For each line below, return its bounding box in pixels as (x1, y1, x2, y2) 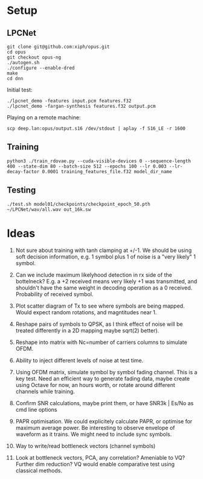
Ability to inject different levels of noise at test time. (15, 357, 144, 364)
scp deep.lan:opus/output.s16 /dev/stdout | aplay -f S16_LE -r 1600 (7, 125, 186, 131)
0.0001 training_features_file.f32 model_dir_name (42, 168, 172, 174)
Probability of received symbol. (15, 290, 94, 297)
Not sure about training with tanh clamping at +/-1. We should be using (15, 246, 192, 254)
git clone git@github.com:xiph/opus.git (7, 44, 111, 50)
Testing (7, 185, 36, 196)
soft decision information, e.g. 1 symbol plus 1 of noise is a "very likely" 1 (15, 253, 196, 260)
